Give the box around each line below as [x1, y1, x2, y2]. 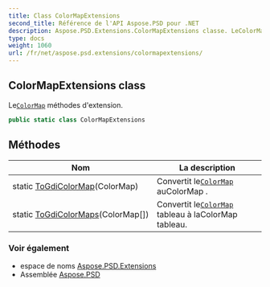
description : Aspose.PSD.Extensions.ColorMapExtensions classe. [8, 27, 228, 35]
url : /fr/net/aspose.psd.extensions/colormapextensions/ [8, 49, 203, 57]
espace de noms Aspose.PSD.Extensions [19, 260, 157, 270]
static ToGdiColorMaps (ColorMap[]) [12, 208, 149, 219]
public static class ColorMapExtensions [8, 116, 146, 124]
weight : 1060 [8, 42, 52, 50]
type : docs [8, 34, 45, 43]
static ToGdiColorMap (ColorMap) [12, 180, 139, 191]
